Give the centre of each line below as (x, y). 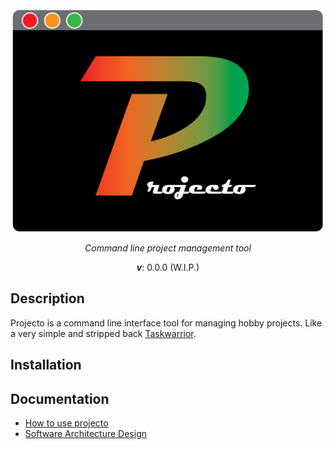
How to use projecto (66, 423)
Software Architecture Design (85, 433)
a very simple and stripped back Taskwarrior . (103, 333)
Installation (46, 365)
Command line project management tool (168, 248)
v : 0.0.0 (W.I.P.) (168, 267)
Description (47, 298)
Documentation (60, 398)
